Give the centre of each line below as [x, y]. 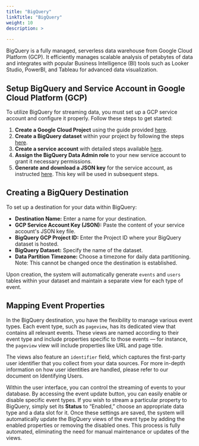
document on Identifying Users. [45, 376]
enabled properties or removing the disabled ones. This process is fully [93, 425]
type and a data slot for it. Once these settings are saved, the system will [95, 412]
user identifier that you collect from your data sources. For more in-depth [96, 363]
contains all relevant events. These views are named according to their [93, 332]
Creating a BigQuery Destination [67, 193]
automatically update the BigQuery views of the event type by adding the [96, 419]
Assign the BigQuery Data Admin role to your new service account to [100, 155]
